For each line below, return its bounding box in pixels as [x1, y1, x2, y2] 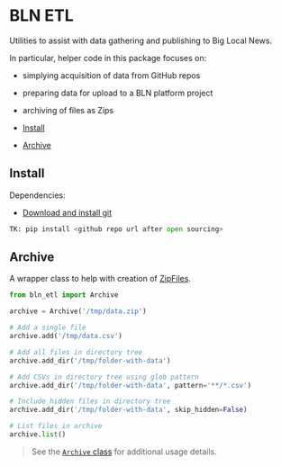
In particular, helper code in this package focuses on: [9, 52, 207, 63]
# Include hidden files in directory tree [9, 397, 171, 406]
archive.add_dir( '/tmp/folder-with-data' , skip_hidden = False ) [9, 406, 248, 415]
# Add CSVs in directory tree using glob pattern [9, 372, 200, 381]
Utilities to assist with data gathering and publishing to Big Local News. [9, 35, 273, 46]
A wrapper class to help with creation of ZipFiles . [9, 273, 192, 284]
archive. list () [9, 430, 67, 439]
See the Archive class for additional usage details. [31, 446, 218, 457]
